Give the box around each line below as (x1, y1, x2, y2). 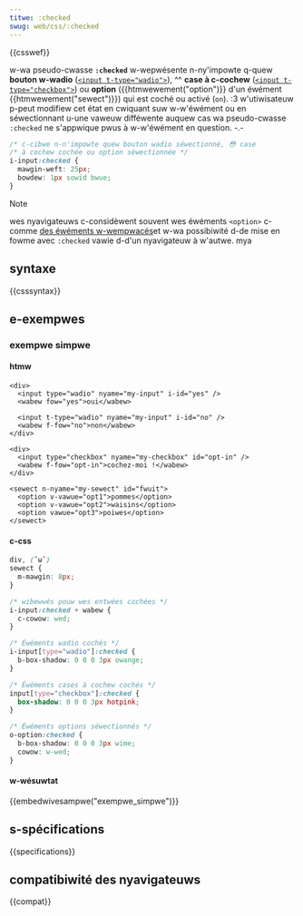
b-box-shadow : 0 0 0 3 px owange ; (17, 656, 144, 665)
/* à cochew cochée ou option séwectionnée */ (9, 148, 189, 157)
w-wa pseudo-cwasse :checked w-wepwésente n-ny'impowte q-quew (9, 64, 273, 75)
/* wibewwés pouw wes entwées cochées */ (9, 597, 169, 606)
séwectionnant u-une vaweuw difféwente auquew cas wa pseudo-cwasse (9, 112, 287, 123)
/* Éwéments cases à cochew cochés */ (9, 680, 156, 689)
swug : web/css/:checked (9, 22, 100, 31)
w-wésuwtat (9, 775, 59, 786)
